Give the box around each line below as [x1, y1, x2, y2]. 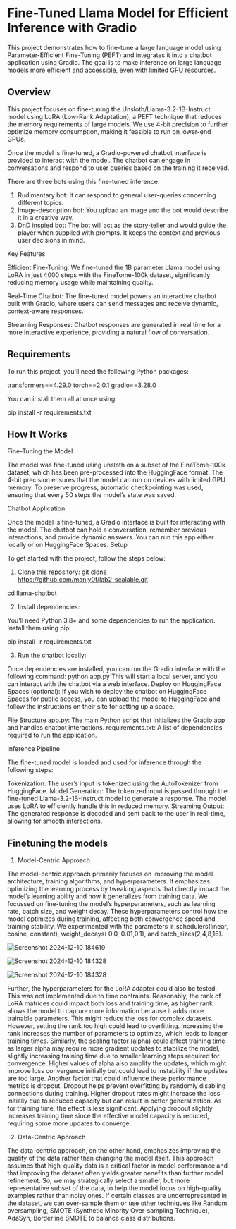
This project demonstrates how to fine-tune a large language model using [7, 43, 221, 51]
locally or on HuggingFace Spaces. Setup [7, 541, 128, 549]
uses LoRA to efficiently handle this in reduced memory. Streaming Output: [7, 802, 225, 810]
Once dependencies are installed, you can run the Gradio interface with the [7, 665, 226, 673]
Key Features [7, 249, 46, 258]
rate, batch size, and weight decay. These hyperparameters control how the [7, 907, 228, 916]
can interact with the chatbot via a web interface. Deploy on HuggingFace [7, 680, 222, 688]
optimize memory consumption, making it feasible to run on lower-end [7, 127, 211, 135]
